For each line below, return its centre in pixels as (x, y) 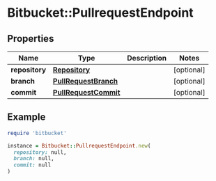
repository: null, (40, 152)
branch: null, (34, 159)
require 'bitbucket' (37, 133)
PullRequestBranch (85, 81)
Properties (31, 39)
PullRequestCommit (86, 92)
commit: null (32, 165)
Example (26, 117)
